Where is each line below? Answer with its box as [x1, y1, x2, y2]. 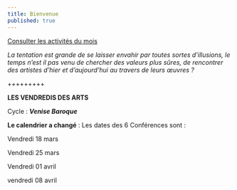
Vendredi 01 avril [7, 162, 57, 171]
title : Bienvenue [7, 10, 59, 18]
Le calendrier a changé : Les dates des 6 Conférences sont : [7, 120, 186, 129]
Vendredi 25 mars [7, 148, 60, 157]
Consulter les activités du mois [7, 36, 98, 45]
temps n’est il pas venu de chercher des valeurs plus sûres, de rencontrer [7, 58, 223, 66]
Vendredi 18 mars [7, 134, 59, 143]
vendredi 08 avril [7, 176, 57, 184]
